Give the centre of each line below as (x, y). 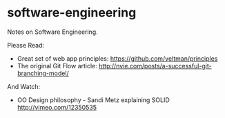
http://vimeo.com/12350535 (57, 107)
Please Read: (26, 45)
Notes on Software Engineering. (52, 32)
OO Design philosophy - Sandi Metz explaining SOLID (94, 100)
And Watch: (24, 86)
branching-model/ (43, 73)
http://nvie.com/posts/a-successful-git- (155, 66)
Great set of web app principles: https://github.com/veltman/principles (117, 58)
